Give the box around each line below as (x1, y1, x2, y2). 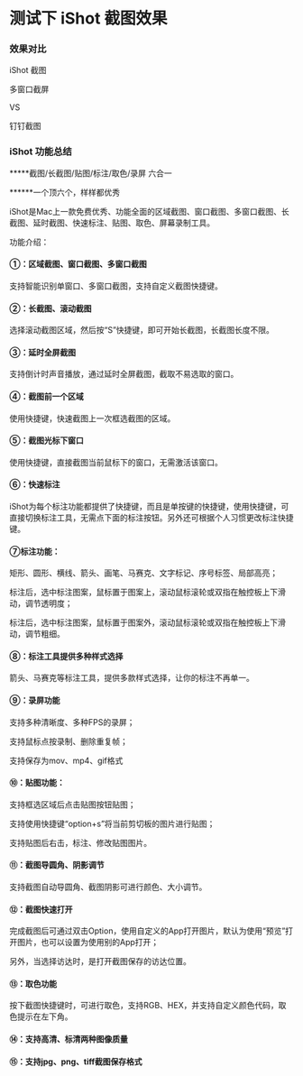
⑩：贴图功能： (9, 777, 65, 788)
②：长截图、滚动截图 (9, 303, 92, 314)
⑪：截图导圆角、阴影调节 (9, 860, 105, 870)
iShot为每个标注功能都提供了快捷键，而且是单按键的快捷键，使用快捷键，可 (9, 501, 289, 511)
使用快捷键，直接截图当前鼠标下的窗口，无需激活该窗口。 (9, 456, 223, 467)
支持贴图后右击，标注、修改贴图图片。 (9, 837, 151, 848)
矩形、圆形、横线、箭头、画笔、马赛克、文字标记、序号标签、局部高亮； (9, 567, 278, 578)
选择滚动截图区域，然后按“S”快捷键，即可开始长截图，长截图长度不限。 (9, 325, 275, 336)
